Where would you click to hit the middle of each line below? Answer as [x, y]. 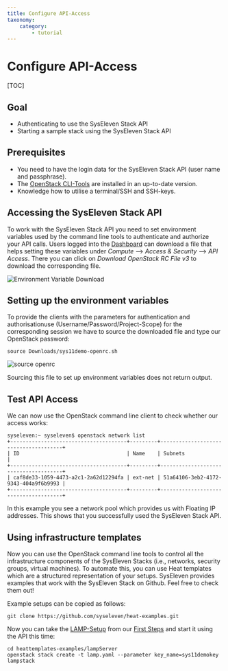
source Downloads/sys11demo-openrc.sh [62, 352]
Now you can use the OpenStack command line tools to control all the [105, 554]
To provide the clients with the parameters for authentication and [99, 317]
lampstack [21, 661]
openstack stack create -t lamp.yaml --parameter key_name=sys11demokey [113, 655]
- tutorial [47, 33]
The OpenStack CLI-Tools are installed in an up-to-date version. [107, 183]
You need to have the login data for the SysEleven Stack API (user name [118, 169]
